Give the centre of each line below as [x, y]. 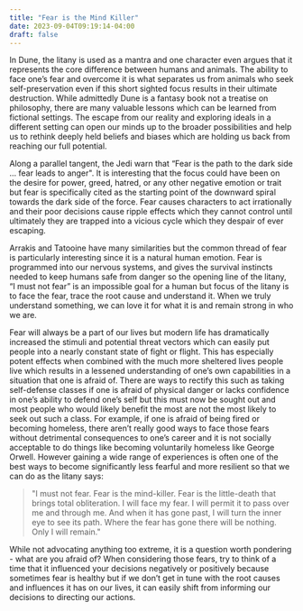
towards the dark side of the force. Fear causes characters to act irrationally [151, 202]
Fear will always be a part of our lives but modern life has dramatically [139, 333]
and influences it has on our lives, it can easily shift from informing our [140, 588]
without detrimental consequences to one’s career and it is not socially [141, 438]
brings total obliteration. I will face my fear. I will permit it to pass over [161, 503]
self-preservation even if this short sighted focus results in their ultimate [143, 89]
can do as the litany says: [56, 476]
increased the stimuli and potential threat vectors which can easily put [140, 342]
